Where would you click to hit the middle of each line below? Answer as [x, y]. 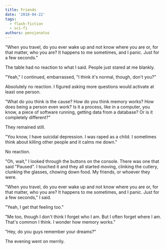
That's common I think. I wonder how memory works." [60, 222]
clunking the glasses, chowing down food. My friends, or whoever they [78, 172]
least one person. [23, 92]
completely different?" [28, 117]
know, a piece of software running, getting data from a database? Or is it [79, 112]
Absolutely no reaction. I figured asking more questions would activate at [80, 87]
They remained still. [25, 127]
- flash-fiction [26, 24]
